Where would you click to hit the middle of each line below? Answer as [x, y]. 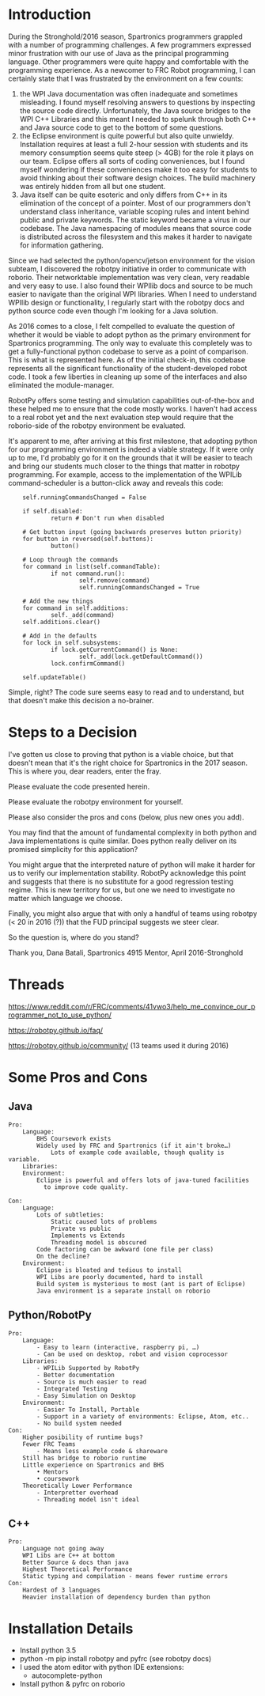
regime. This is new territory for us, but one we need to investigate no [122, 890]
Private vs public [81, 1228]
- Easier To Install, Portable [88, 1410]
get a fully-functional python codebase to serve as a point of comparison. [128, 351]
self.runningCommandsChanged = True [139, 587]
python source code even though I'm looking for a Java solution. [114, 311]
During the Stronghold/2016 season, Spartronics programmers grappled [125, 36]
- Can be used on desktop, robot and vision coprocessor [132, 1354]
